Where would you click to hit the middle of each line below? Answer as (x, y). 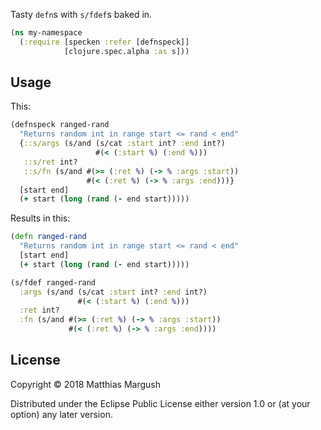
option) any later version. (61, 414)
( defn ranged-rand (48, 237)
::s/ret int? (50, 162)
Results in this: (40, 218)
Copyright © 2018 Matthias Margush (85, 384)
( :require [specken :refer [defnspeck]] (104, 42)
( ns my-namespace (46, 33)
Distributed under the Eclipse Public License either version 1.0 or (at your (160, 403)
